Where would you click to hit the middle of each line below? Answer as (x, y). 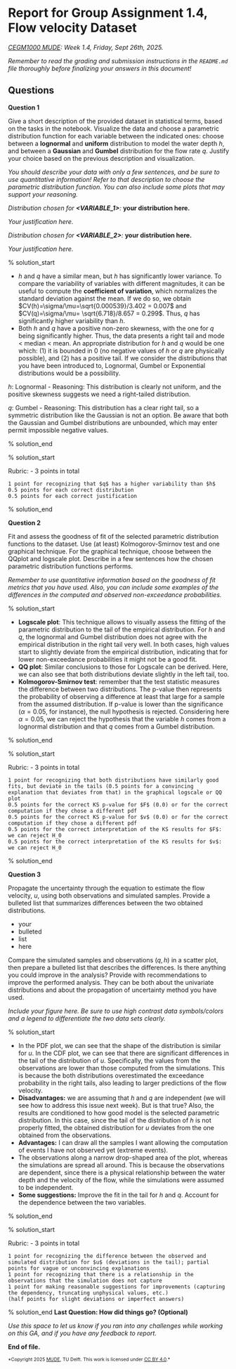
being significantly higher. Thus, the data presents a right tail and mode (121, 336)
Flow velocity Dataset (73, 28)
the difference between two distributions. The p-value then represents (120, 689)
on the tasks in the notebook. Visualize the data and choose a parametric (114, 129)
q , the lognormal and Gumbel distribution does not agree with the (113, 636)
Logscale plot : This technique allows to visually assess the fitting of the (122, 622)
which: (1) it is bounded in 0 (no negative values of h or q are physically (121, 351)
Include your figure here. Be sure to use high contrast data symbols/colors (116, 1011)
